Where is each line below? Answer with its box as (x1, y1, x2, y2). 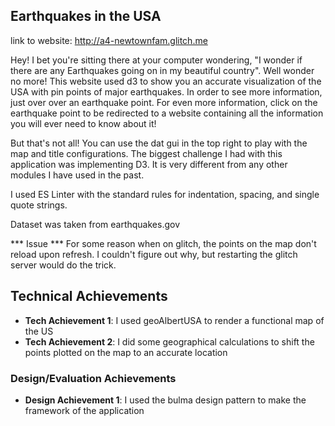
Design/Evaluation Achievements (10, 371, 177, 385)
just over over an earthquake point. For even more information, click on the (10, 96, 318, 108)
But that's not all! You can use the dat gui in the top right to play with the (10, 137, 308, 149)
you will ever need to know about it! (10, 117, 157, 129)
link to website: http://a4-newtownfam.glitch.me (10, 34, 208, 46)
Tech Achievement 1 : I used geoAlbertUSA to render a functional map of (24, 314, 325, 326)
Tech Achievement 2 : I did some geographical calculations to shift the (24, 335, 315, 348)
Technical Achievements (10, 288, 168, 305)
